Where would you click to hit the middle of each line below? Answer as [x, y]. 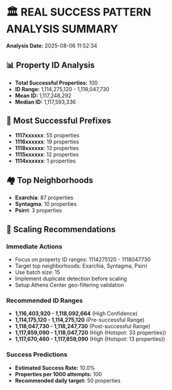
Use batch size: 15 [37, 272]
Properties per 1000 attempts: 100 [58, 374]
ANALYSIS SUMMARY [62, 29]
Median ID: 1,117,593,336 [45, 102]
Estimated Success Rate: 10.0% [55, 368]
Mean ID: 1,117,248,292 [43, 95]
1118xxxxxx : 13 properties [47, 148]
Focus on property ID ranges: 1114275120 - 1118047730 [83, 260]
